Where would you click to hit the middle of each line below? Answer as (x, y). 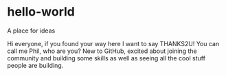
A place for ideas (31, 31)
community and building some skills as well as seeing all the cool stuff (106, 58)
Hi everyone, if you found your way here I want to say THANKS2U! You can (113, 43)
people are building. (35, 65)
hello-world (41, 12)
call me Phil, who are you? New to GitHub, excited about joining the (102, 51)
